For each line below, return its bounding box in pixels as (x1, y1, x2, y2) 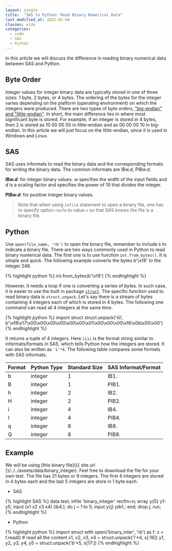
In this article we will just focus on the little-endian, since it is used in (22, 127, 167, 133)
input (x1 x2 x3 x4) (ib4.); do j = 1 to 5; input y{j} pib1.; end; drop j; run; (13, 504, 161, 509)
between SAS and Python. (5, 60, 61, 67)
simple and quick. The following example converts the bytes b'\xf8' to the (5, 258, 161, 264)
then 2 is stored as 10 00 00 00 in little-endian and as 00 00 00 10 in (5, 122, 150, 128)
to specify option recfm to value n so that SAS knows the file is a (17, 207, 154, 213)
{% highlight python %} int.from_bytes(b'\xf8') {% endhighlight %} (5, 273, 146, 279)
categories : (5, 27, 31, 32)
